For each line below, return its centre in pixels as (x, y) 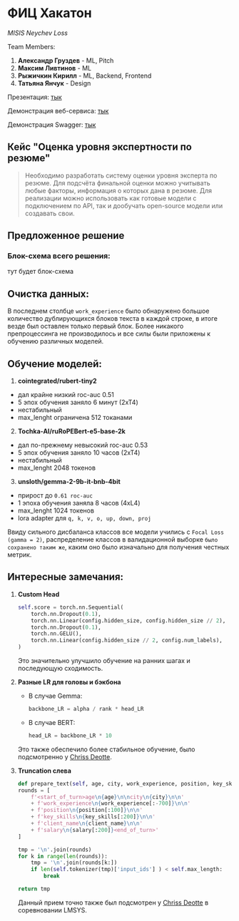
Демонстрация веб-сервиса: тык (58, 110)
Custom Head (39, 594)
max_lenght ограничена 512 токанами (75, 418)
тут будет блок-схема (40, 272)
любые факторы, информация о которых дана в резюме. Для (118, 190)
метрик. (20, 555)
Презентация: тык (35, 97)
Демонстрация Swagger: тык (52, 124)
